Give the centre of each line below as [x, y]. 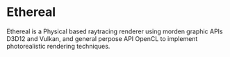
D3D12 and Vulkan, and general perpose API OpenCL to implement [102, 38]
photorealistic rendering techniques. [58, 46]
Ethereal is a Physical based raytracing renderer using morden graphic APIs [115, 31]
